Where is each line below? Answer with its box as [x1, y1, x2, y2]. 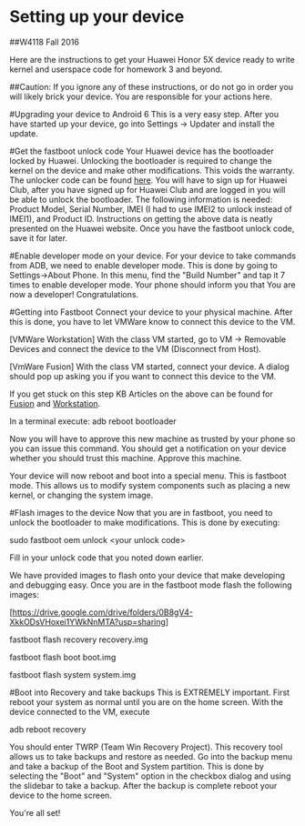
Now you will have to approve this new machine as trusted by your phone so [9, 433, 296, 444]
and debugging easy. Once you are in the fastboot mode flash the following [9, 579, 292, 590]
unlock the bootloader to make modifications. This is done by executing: [9, 517, 280, 528]
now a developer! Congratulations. [9, 288, 139, 299]
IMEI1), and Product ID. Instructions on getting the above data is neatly [9, 213, 273, 224]
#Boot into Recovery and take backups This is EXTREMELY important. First [9, 687, 290, 698]
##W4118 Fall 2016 [9, 36, 80, 47]
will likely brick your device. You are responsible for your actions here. [9, 91, 273, 102]
